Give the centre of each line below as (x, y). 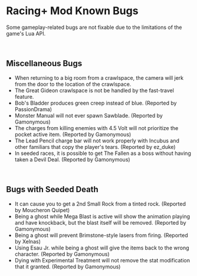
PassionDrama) (33, 109)
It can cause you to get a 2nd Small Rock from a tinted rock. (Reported (100, 204)
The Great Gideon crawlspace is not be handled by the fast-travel (94, 90)
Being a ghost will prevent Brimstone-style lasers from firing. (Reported (101, 235)
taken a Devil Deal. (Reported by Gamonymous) (73, 159)
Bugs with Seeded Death (52, 189)
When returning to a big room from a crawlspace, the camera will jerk (99, 77)
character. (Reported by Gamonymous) (62, 254)
